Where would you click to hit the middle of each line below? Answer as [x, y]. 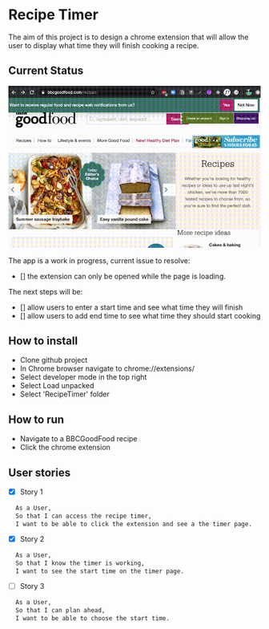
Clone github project [54, 360]
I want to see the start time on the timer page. [100, 571]
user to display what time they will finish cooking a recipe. [104, 45]
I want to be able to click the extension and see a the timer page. [134, 524]
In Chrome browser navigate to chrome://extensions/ [107, 369]
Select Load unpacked [57, 386]
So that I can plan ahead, [60, 611]
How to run [36, 419]
